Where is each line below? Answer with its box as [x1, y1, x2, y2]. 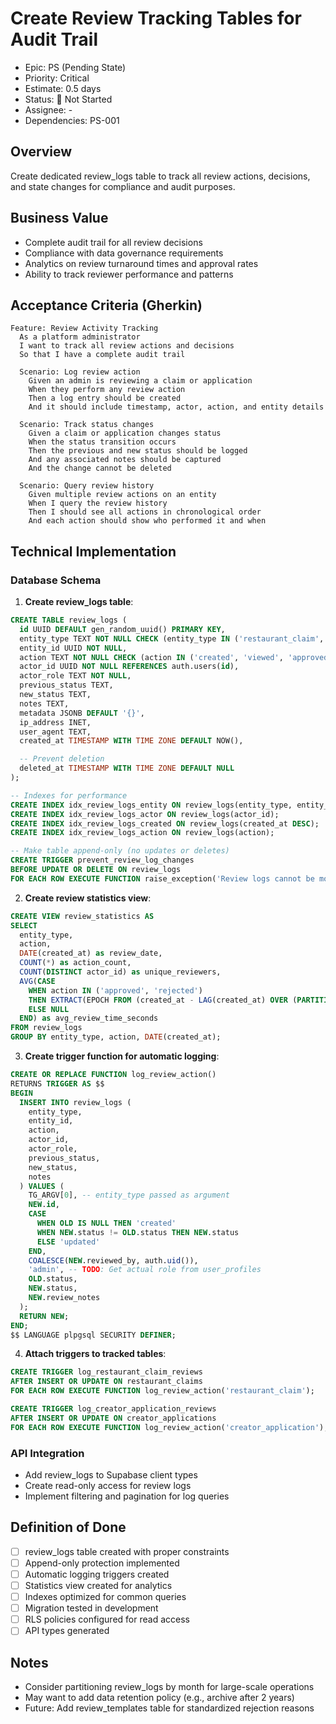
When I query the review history [28, 498, 168, 509]
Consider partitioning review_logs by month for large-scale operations [24, 1681, 315, 1693]
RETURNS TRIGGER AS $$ [10, 1078, 105, 1089]
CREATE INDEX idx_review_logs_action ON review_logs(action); [10, 828, 275, 838]
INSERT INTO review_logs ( [19, 1097, 132, 1107]
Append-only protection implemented [24, 1557, 180, 1569]
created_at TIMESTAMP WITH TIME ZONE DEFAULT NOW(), [19, 736, 244, 746]
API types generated [24, 1625, 110, 1637]
